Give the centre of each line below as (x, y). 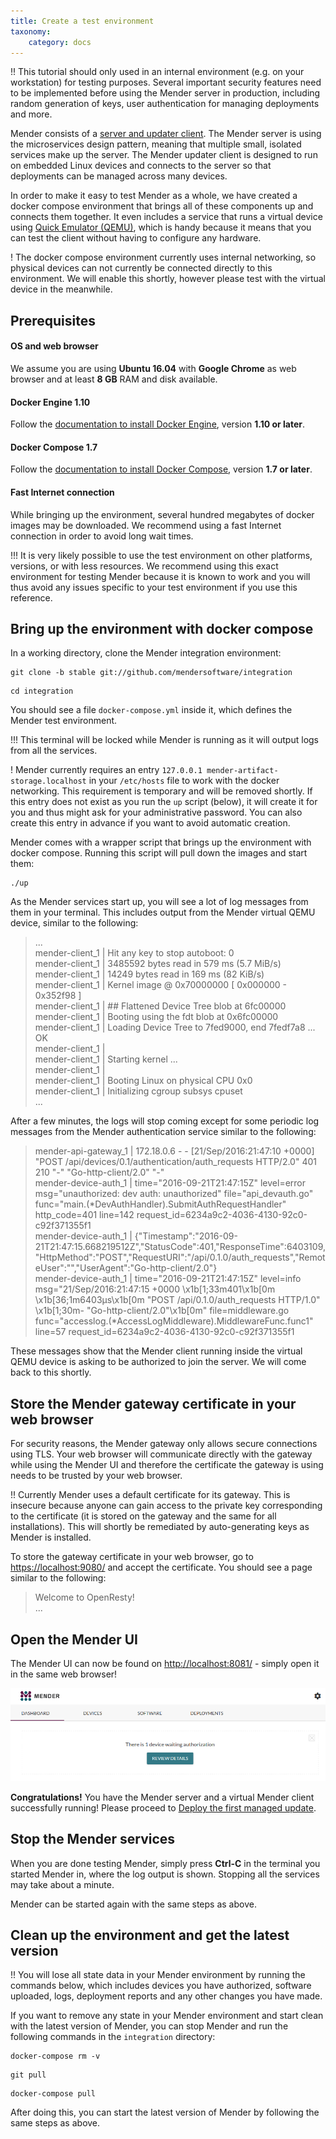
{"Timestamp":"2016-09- (186, 1236)
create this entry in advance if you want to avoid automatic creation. (150, 823)
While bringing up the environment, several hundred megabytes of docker (162, 514)
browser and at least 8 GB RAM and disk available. (114, 379)
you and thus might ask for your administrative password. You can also (156, 812)
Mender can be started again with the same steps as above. (133, 1904)
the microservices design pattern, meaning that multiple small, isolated (156, 144)
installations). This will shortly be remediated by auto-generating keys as (160, 1527)
